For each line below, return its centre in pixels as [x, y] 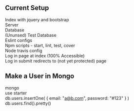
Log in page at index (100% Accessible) [45, 56]
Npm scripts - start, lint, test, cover [40, 45]
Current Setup [27, 8]
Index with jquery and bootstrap [37, 19]
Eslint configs [19, 40]
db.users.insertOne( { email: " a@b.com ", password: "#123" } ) [67, 98]
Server [12, 25]
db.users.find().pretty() [28, 103]
